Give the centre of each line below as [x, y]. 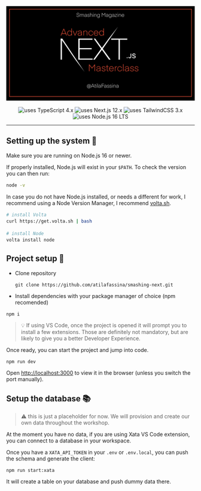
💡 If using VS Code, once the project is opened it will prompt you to [104, 325]
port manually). [25, 379]
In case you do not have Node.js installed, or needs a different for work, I [96, 197]
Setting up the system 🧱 [52, 141]
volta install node [31, 240]
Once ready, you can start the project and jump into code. [77, 350]
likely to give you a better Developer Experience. [80, 338]
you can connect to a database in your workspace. [69, 441]
